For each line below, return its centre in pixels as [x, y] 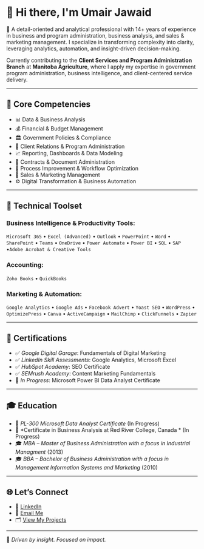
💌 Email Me [29, 513]
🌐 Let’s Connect [37, 492]
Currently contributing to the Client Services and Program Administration [99, 60]
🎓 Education [32, 406]
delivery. [17, 79]
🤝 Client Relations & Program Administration [70, 146]
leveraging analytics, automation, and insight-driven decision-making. [93, 49]
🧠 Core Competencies [49, 105]
